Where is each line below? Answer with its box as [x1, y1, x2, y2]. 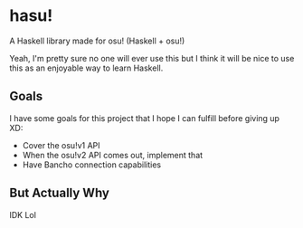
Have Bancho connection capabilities [22, 159, 161, 170]
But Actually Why [9, 185, 110, 201]
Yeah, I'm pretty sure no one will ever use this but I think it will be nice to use [9, 52, 295, 63]
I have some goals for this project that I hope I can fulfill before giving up [9, 112, 280, 123]
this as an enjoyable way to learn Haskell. [9, 62, 164, 73]
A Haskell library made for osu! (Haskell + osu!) [9, 35, 185, 46]
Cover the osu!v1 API [22, 139, 101, 150]
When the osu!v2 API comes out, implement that [22, 149, 204, 160]
